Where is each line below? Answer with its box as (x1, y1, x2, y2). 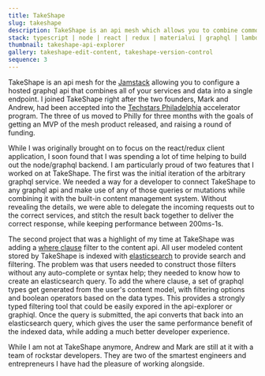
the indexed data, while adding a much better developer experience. (8, 326, 230, 336)
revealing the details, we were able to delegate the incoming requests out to (8, 202, 255, 211)
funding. (8, 127, 35, 137)
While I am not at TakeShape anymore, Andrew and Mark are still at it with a (8, 342, 254, 351)
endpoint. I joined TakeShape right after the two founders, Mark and (8, 94, 229, 104)
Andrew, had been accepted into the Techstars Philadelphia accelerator (8, 102, 241, 112)
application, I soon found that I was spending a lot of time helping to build (8, 151, 247, 161)
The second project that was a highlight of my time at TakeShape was (8, 234, 235, 244)
